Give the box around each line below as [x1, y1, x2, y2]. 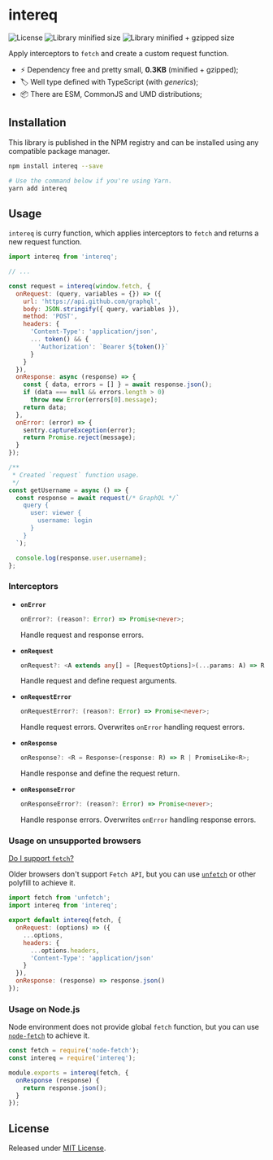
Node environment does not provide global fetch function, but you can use [8, 1022, 260, 1032]
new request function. [8, 237, 83, 247]
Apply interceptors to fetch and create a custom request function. [8, 48, 229, 58]
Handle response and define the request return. [19, 768, 180, 779]
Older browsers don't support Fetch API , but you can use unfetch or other [8, 869, 256, 879]
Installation [8, 116, 67, 130]
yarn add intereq [8, 184, 67, 192]
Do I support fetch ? [8, 854, 75, 863]
